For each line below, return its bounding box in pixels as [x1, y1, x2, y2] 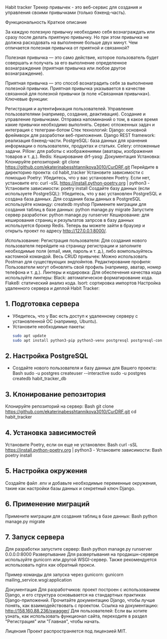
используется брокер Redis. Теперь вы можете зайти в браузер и [5, 222, 146, 228]
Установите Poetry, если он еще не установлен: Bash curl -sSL [5, 442, 138, 448]
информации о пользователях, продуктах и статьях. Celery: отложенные [5, 143, 161, 149]
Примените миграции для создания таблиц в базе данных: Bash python [5, 513, 158, 519]
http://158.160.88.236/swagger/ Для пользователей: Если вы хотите [5, 608, 148, 614]
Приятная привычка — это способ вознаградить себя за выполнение [5, 80, 154, 86]
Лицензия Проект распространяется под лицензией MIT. [5, 628, 127, 634]
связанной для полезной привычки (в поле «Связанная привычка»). [5, 91, 151, 96]
